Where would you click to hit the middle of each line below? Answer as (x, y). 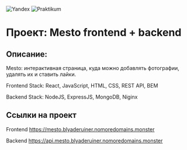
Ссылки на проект (41, 115)
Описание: (27, 54)
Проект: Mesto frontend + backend (94, 33)
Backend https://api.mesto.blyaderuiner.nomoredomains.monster (84, 141)
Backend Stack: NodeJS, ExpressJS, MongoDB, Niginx (72, 97)
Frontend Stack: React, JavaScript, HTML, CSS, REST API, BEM (82, 86)
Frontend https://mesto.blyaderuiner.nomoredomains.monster (80, 129)
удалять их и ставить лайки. (41, 74)
